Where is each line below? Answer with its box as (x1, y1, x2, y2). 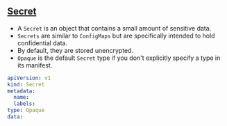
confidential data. (17, 38, 68, 47)
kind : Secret (7, 81, 45, 88)
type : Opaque (7, 107, 45, 114)
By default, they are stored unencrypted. (17, 46, 134, 54)
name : (13, 94, 30, 101)
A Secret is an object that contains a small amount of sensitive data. (17, 24, 212, 32)
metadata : (7, 87, 36, 95)
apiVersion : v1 (7, 74, 51, 81)
